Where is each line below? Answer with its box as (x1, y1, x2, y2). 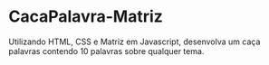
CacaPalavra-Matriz (8, 6, 164, 27)
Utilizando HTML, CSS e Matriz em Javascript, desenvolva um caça (8, 36, 261, 47)
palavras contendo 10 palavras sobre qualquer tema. (8, 45, 205, 56)
